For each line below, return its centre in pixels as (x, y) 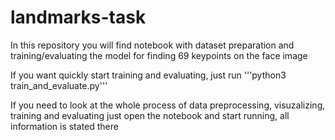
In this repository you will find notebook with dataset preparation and (152, 45)
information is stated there (64, 126)
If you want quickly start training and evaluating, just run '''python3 (148, 75)
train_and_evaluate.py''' (59, 85)
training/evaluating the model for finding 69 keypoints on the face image (159, 55)
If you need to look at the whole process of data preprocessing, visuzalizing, (168, 105)
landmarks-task (78, 17)
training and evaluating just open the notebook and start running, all (150, 115)
